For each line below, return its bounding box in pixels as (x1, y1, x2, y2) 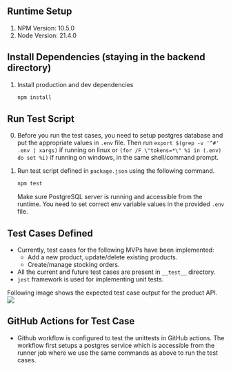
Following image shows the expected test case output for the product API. (7, 288, 218, 297)
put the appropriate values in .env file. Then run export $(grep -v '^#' (17, 138, 219, 147)
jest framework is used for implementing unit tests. (17, 275, 164, 283)
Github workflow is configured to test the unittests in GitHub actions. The (17, 333, 225, 342)
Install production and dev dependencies (17, 80, 134, 89)
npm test (17, 180, 43, 187)
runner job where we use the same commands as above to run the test (17, 349, 219, 357)
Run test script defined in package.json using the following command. (17, 167, 215, 175)
